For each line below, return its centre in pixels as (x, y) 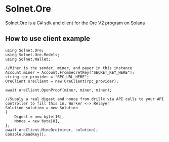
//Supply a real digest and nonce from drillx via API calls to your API (85, 99)
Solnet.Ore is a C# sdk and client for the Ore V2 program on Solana (75, 23)
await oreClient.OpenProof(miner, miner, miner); (59, 90)
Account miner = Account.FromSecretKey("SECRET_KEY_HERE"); (70, 72)
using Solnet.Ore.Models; (32, 55)
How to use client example (48, 39)
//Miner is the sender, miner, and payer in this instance (69, 68)
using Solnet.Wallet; (28, 59)
